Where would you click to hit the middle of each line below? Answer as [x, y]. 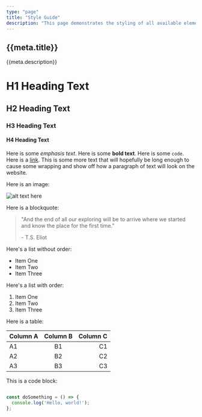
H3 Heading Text [31, 125]
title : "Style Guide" [33, 17]
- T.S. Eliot [34, 237]
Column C [93, 336]
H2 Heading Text [38, 108]
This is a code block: [32, 381]
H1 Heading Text [48, 86]
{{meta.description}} [32, 62]
